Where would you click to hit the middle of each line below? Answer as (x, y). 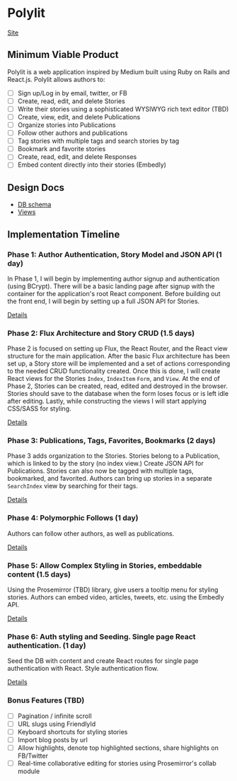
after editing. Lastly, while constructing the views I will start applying (107, 401)
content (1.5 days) (39, 574)
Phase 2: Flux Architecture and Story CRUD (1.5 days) (101, 333)
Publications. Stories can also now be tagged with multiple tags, (101, 471)
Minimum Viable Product (63, 55)
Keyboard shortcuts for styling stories (73, 732)
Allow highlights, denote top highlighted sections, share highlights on (118, 748)
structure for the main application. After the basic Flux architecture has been (118, 356)
